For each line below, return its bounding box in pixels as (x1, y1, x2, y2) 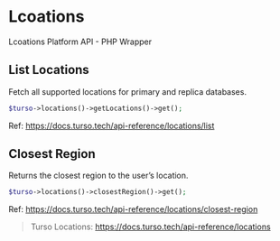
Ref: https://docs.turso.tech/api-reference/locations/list (8, 120, 215, 131)
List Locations (8, 62, 89, 78)
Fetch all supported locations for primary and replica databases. (8, 86, 247, 97)
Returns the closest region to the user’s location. (8, 170, 189, 181)
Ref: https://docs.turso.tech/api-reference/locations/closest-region (8, 204, 258, 215)
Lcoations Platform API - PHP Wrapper (8, 36, 153, 47)
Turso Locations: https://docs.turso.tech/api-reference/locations (30, 221, 272, 232)
